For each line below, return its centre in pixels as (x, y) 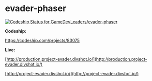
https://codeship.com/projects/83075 (42, 40)
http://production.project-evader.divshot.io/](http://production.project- (77, 59)
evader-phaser (36, 8)
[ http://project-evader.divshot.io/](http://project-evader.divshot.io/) (72, 73)
